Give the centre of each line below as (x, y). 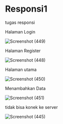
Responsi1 (26, 9)
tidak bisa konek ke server (31, 107)
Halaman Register (23, 51)
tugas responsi (20, 22)
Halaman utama (21, 70)
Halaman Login (20, 32)
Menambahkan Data (25, 88)
